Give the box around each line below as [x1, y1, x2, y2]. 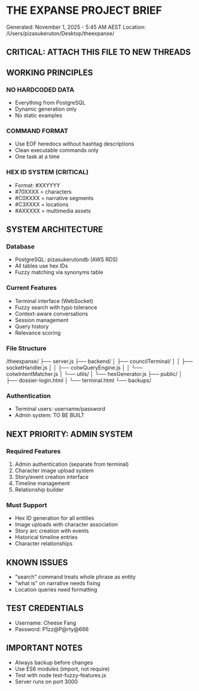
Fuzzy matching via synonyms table [14, 269, 103, 276]
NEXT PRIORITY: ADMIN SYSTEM [6, 429, 133, 439]
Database [6, 242, 35, 250]
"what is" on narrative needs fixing [14, 579, 100, 587]
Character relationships [14, 540, 73, 547]
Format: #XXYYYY [14, 181, 61, 189]
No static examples [14, 112, 63, 119]
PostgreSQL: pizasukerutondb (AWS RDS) [14, 256, 118, 263]
